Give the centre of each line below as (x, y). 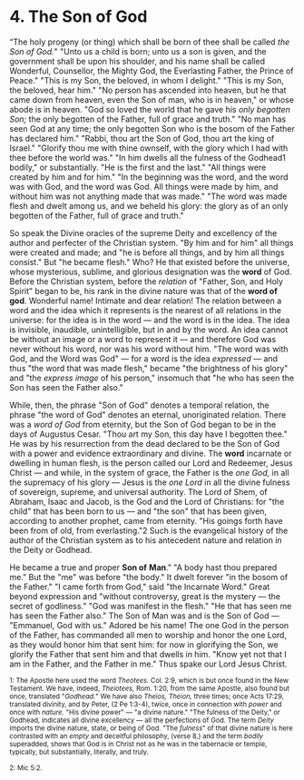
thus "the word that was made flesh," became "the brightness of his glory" (149, 368)
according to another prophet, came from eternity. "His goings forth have (146, 520)
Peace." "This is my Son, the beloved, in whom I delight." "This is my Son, (147, 80)
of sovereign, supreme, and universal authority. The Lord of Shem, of (138, 491)
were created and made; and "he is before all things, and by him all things (147, 252)
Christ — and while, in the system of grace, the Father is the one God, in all (149, 472)
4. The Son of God (78, 17)
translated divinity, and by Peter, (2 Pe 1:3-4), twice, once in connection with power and (146, 704)
